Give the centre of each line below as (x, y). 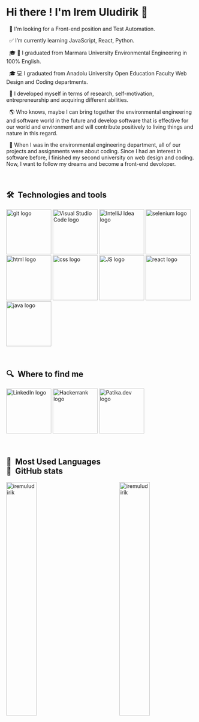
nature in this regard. (32, 133)
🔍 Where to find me (45, 374)
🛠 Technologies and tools (56, 195)
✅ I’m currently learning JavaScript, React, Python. (72, 40)
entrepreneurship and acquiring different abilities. (67, 100)
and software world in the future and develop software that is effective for (97, 120)
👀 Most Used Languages (53, 461)
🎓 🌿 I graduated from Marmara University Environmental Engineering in (98, 53)
